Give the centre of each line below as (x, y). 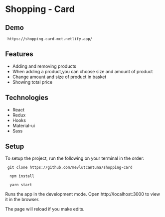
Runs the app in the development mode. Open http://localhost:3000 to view (83, 194)
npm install (22, 176)
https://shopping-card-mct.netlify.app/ (50, 39)
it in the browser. (22, 200)
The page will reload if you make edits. (45, 209)
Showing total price (32, 82)
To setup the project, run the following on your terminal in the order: (75, 158)
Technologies (27, 98)
